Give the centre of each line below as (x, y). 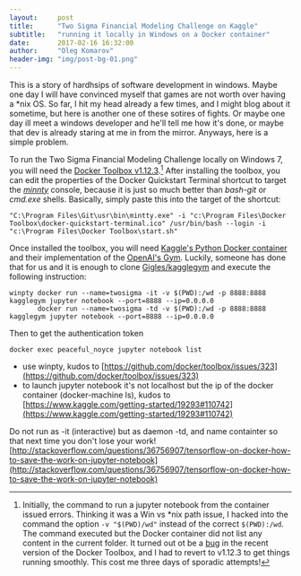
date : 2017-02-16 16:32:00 (72, 43)
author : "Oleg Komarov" (62, 51)
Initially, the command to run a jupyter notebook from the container (146, 504)
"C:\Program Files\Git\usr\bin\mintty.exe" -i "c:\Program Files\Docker (148, 215)
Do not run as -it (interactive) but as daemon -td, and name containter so (144, 431)
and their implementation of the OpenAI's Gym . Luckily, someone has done (148, 257)
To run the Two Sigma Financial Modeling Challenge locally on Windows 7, (146, 159)
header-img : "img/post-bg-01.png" (74, 59)
